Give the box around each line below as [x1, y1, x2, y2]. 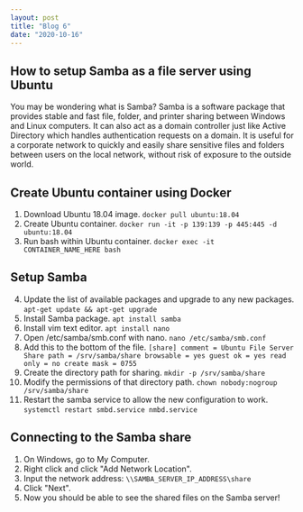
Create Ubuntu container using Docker [10, 185, 233, 200]
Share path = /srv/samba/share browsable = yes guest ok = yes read [23, 351, 287, 361]
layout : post [10, 13, 60, 23]
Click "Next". [23, 482, 71, 493]
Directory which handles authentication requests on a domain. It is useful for [10, 130, 294, 141]
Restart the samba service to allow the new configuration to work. [23, 394, 269, 405]
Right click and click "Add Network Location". [23, 463, 192, 474]
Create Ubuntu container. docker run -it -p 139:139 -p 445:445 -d [23, 218, 278, 229]
